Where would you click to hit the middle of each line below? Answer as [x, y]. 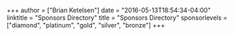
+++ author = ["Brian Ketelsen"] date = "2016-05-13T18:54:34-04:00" [109, 10]
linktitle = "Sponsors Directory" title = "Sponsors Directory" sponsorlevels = [117, 18]
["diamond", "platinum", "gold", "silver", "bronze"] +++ [86, 25]
